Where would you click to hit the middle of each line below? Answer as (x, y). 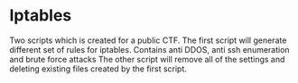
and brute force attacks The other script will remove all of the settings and (147, 59)
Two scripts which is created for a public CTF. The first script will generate (148, 40)
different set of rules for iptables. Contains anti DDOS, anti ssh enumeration (150, 49)
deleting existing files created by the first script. (98, 69)
